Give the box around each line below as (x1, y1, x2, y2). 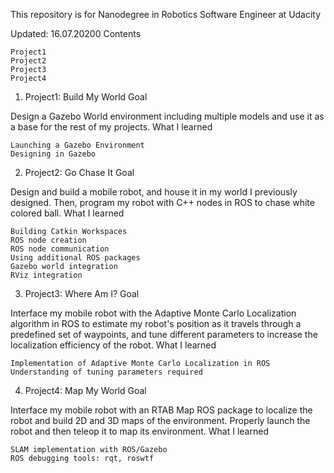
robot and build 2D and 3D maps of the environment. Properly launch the (10, 415, 311, 426)
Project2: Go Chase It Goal (24, 167, 135, 178)
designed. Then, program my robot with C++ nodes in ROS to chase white (10, 197, 315, 208)
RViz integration (10, 270, 83, 280)
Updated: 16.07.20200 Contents (10, 28, 142, 39)
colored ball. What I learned (10, 207, 125, 219)
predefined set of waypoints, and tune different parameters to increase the (10, 329, 318, 340)
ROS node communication (10, 244, 110, 254)
